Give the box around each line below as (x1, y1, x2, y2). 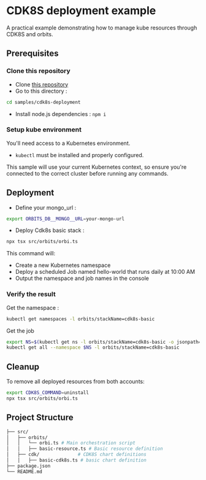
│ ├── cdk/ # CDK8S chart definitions (6, 452, 147, 458)
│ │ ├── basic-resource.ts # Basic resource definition (6, 446, 164, 452)
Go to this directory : (15, 87, 67, 95)
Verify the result (6, 290, 56, 298)
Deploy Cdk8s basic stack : (15, 226, 85, 234)
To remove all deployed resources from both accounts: (6, 378, 145, 385)
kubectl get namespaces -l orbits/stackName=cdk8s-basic (6, 315, 155, 322)
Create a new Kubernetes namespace (15, 261, 111, 269)
